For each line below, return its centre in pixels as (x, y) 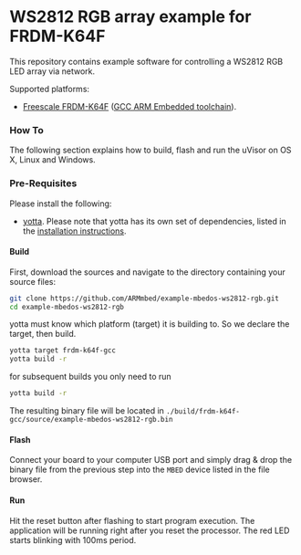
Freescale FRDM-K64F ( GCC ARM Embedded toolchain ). (130, 106)
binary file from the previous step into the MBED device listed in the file (140, 470)
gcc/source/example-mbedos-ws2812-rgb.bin (91, 420)
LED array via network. (52, 71)
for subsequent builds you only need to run (90, 377)
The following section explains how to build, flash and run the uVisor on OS (150, 150)
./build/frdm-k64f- (202, 412)
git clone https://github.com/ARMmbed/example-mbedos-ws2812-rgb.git (145, 298)
